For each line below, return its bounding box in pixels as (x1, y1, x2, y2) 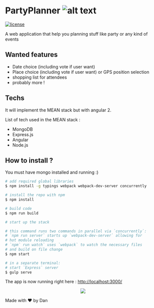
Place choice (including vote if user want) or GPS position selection (12, 69, 150, 75)
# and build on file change (5, 247, 63, 252)
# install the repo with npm (5, 193, 65, 198)
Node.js (12, 142, 29, 148)
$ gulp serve (5, 270, 32, 275)
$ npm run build (5, 210, 38, 215)
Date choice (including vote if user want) (12, 63, 95, 69)
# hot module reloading (5, 238, 54, 243)
